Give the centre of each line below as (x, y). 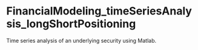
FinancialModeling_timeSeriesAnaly (99, 11)
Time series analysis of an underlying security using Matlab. (81, 40)
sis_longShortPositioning (71, 24)
